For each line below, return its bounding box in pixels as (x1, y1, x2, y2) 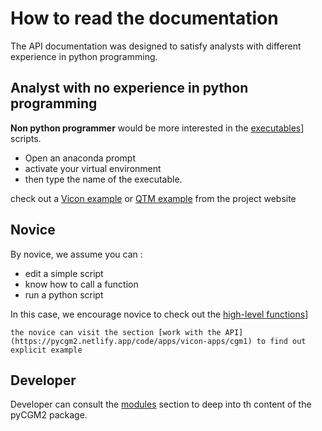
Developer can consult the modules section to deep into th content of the (10, 398, 312, 411)
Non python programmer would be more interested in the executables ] (10, 122, 305, 134)
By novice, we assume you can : (10, 248, 143, 260)
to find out (256, 336, 307, 346)
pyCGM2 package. (10, 409, 88, 421)
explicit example (10, 345, 83, 355)
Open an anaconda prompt (24, 152, 136, 164)
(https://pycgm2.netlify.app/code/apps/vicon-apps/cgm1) (10, 336, 253, 346)
